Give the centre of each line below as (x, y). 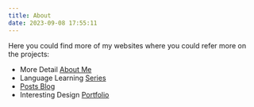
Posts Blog (37, 86)
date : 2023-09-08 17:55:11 (53, 23)
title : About (30, 15)
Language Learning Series (63, 78)
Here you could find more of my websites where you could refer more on (127, 45)
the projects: (29, 54)
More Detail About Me (56, 69)
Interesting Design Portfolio (64, 94)
